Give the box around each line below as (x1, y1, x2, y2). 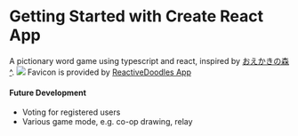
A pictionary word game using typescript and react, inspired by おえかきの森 (9, 55, 290, 66)
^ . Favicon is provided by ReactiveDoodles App (9, 67, 191, 77)
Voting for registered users (21, 107, 121, 117)
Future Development (9, 87, 87, 98)
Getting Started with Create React (9, 6, 264, 27)
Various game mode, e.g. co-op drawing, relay (21, 116, 193, 127)
